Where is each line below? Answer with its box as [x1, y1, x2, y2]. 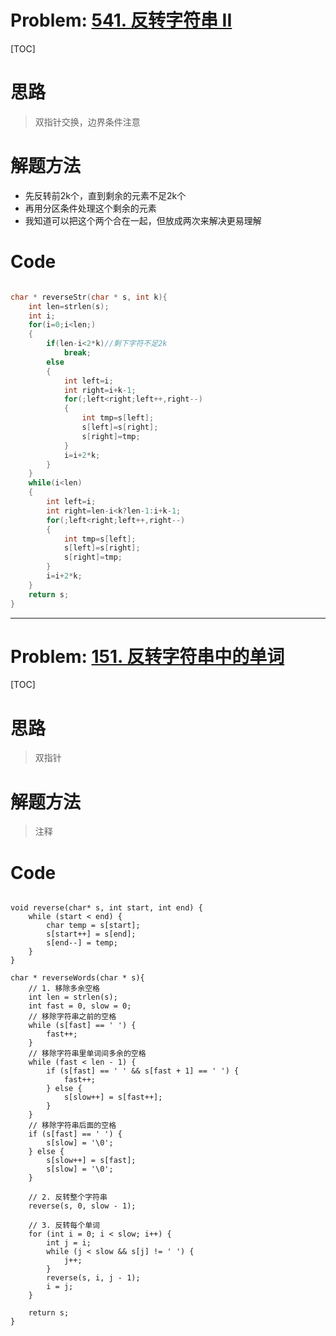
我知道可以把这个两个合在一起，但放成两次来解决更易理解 [24, 214, 262, 226]
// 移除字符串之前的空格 [28, 1012, 117, 1022]
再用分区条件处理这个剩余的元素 [24, 202, 157, 214]
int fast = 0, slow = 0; [28, 1001, 132, 1011]
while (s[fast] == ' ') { [28, 1021, 137, 1031]
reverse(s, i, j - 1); [46, 1273, 141, 1283]
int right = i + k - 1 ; [63, 385, 137, 395]
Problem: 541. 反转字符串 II [10, 9, 233, 32]
